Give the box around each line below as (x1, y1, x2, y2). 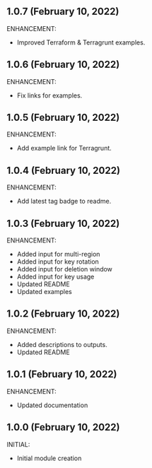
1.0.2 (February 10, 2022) (6, 308, 120, 320)
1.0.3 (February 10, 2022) (6, 217, 120, 229)
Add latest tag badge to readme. (16, 197, 112, 206)
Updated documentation (16, 401, 88, 409)
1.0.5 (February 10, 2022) (6, 112, 120, 124)
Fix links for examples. (16, 91, 83, 100)
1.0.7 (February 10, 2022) (6, 6, 119, 18)
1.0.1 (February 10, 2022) (6, 368, 117, 380)
